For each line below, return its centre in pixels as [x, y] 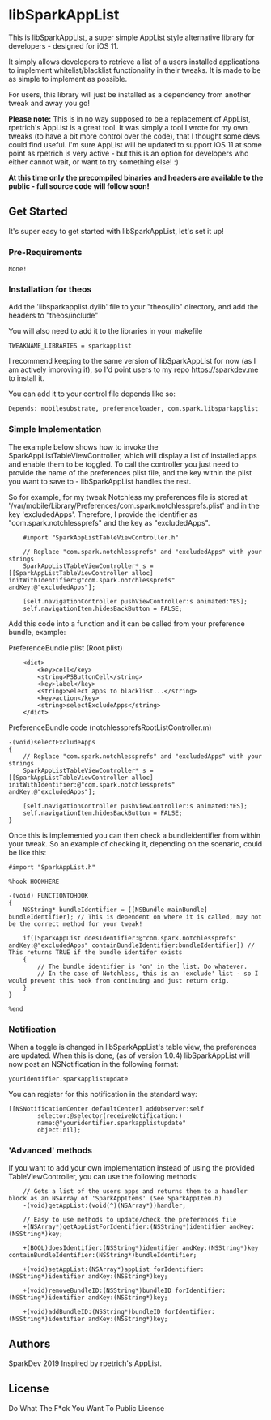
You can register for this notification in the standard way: [103, 1094]
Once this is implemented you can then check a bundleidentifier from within [135, 835]
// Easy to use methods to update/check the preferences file [130, 1220]
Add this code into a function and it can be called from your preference [127, 623]
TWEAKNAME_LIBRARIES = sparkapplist [70, 346]
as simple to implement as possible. [68, 79]
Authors [30, 1343]
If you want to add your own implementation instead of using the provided [131, 1168]
